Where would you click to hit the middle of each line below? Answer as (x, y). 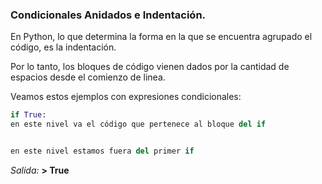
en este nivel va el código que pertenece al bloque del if (138, 124)
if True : (28, 115)
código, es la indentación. (63, 47)
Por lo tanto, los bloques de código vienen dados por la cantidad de (150, 67)
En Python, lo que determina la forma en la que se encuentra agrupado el (161, 37)
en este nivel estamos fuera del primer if (102, 151)
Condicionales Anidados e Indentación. (108, 15)
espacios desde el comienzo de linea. (88, 77)
